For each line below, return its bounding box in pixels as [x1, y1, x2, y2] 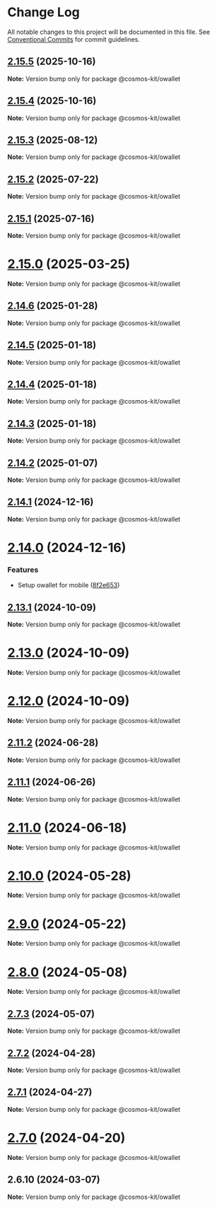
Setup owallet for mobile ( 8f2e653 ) [17, 581, 120, 590]
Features [7, 565, 39, 575]
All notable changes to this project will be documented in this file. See [7, 28, 211, 36]
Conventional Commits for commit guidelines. [7, 35, 140, 43]
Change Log [7, 4, 80, 20]
